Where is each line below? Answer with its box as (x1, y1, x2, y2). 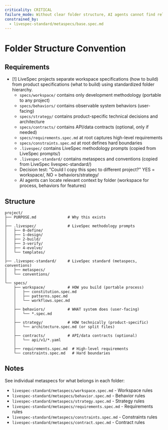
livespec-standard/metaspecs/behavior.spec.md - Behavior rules (12, 392, 145, 398)
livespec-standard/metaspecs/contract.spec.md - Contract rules (12, 419, 145, 425)
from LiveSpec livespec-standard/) (19, 161, 92, 167)
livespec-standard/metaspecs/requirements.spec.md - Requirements (12, 403, 153, 409)
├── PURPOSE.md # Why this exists (5, 215, 106, 220)
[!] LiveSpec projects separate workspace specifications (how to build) (12, 76, 158, 82)
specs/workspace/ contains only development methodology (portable (19, 92, 161, 98)
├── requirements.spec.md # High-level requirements (14, 346, 128, 351)
